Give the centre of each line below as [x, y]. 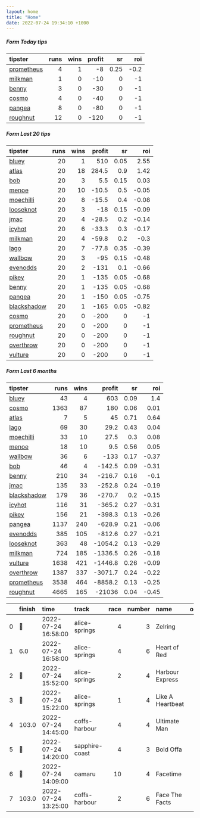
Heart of [167, 648]
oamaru [85, 774]
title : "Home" [24, 17]
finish [27, 609]
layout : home [22, 12]
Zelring [165, 627]
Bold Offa [169, 749]
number [139, 609]
